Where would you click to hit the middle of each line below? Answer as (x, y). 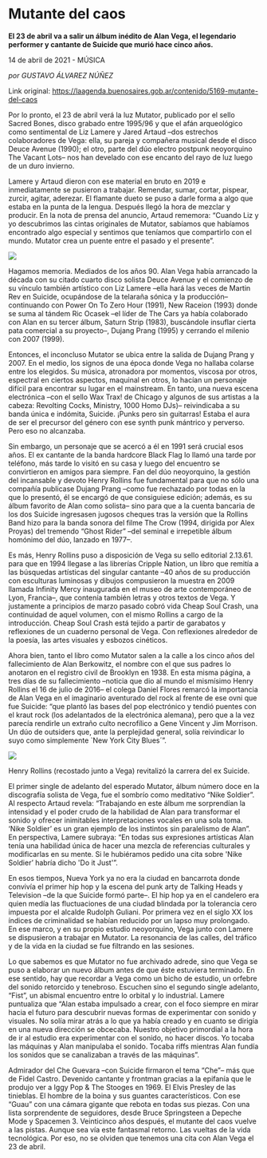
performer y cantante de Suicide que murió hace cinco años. (111, 44)
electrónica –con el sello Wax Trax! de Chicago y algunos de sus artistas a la (134, 397)
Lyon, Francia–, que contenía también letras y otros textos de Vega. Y (122, 597)
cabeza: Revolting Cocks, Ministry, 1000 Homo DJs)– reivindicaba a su (124, 405)
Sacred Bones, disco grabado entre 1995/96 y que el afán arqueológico (126, 123)
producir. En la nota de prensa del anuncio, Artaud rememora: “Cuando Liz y (133, 215)
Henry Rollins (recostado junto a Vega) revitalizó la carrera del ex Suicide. (129, 771)
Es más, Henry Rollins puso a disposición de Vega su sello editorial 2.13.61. (131, 555)
